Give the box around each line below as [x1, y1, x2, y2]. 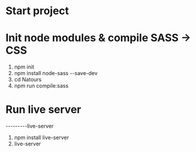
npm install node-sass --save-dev [14, 70, 98, 77]
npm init [14, 63, 34, 70]
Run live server [5, 103, 81, 117]
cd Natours [14, 76, 42, 83]
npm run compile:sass [14, 82, 69, 89]
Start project [5, 4, 69, 18]
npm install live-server [14, 134, 69, 141]
